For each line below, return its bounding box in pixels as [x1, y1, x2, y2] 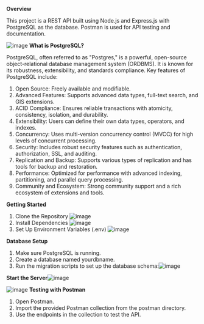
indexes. [15, 124, 37, 131]
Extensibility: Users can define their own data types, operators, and [15, 117, 185, 125]
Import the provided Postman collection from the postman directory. [15, 304, 186, 311]
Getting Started [6, 201, 47, 208]
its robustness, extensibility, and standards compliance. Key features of [6, 67, 186, 74]
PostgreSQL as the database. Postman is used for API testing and [6, 24, 171, 31]
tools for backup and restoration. [15, 163, 98, 170]
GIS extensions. [15, 98, 55, 105]
